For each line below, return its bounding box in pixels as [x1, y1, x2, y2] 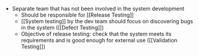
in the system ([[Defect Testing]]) [21, 24, 104, 31]
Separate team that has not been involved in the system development [11, 5, 185, 12]
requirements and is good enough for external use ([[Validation [21, 37, 178, 43]
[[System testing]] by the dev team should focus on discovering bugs [21, 18, 194, 24]
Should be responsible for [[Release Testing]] [21, 11, 134, 18]
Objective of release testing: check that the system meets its [21, 30, 172, 38]
